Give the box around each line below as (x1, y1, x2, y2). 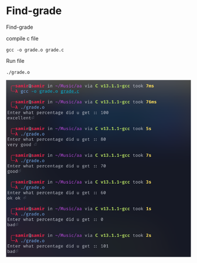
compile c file (6, 35, 39, 42)
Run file (6, 57, 25, 64)
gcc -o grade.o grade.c (6, 47, 64, 53)
